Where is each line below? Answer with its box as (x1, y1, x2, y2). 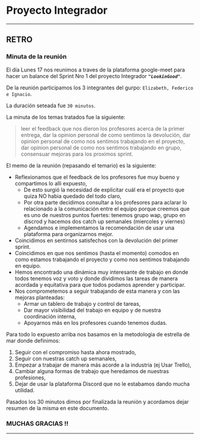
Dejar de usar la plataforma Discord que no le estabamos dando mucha (14, 380, 190, 388)
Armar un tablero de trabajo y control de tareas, (23, 300, 141, 307)
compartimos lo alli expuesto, (14, 179, 87, 187)
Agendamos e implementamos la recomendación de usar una (23, 224, 174, 231)
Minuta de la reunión (6, 52, 67, 61)
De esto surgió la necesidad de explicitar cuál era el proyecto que (23, 186, 185, 193)
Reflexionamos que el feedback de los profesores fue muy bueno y (14, 173, 180, 181)
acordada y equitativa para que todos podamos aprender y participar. (14, 281, 186, 288)
